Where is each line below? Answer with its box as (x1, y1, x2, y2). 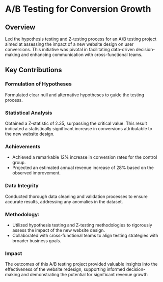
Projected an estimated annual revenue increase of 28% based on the (12, 165, 154, 170)
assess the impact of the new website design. (12, 227, 105, 233)
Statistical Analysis (5, 109, 53, 116)
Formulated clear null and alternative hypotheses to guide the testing (5, 92, 144, 98)
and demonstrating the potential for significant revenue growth (21, 272, 148, 278)
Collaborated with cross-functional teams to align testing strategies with (12, 232, 159, 238)
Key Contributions (5, 66, 62, 74)
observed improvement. (12, 170, 61, 176)
